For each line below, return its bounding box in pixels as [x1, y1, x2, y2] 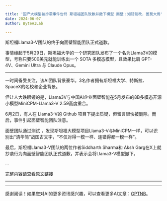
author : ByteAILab [5, 21, 43, 26]
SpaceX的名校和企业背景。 [5, 84, 61, 90]
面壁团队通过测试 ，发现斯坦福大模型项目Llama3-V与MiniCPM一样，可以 [5, 128, 154, 134]
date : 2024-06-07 [5, 16, 41, 21]
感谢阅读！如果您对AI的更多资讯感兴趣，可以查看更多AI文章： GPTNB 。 [5, 191, 151, 197]
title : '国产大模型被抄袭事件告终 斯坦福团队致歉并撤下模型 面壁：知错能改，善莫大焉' [5, 11, 163, 16]
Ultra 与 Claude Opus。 [30, 63, 79, 68]
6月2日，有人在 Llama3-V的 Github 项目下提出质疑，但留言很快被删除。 [5, 111, 152, 117]
